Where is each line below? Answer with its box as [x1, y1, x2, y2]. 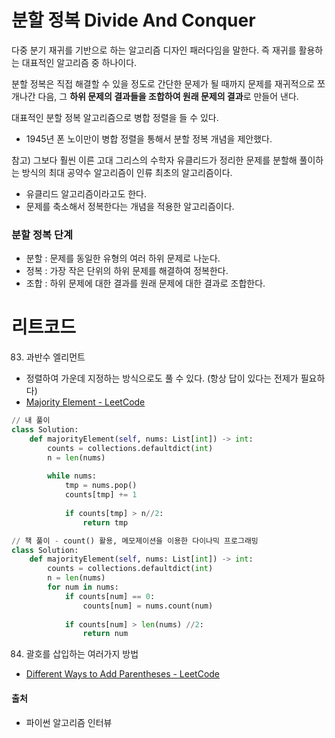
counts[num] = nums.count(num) [82, 601, 214, 611]
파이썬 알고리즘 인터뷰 [25, 716, 113, 728]
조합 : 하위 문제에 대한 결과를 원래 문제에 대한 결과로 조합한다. [25, 277, 266, 290]
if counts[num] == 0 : [64, 591, 156, 601]
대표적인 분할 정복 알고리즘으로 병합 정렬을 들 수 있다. [11, 111, 219, 123]
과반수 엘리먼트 [25, 351, 86, 363]
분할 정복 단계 [11, 227, 74, 241]
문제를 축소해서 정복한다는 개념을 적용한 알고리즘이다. [25, 200, 235, 212]
